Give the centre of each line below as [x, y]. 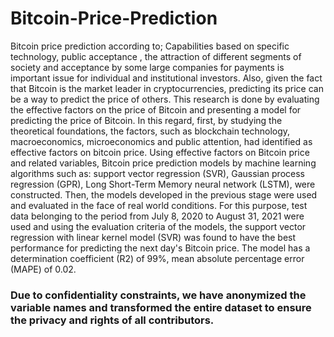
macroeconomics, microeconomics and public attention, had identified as [161, 141]
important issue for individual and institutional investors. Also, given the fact [166, 78]
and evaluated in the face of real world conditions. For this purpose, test [159, 205]
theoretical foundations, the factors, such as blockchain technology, [150, 131]
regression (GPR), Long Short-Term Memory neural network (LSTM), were [163, 184]
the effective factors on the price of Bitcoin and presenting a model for [156, 109]
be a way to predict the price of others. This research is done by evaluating [165, 99]
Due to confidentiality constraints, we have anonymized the [158, 295]
